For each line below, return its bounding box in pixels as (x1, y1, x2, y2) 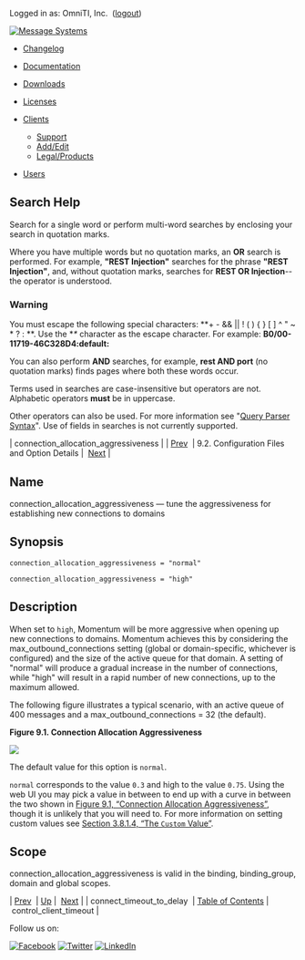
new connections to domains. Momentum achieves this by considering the (9, 633, 289, 644)
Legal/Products (36, 150, 94, 161)
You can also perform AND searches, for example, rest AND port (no (9, 356, 269, 367)
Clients (22, 114, 50, 124)
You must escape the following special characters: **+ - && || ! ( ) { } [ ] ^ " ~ (9, 319, 296, 330)
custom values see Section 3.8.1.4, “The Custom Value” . (9, 818, 214, 829)
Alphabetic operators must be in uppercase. (9, 393, 176, 404)
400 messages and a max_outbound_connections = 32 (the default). (9, 708, 267, 719)
